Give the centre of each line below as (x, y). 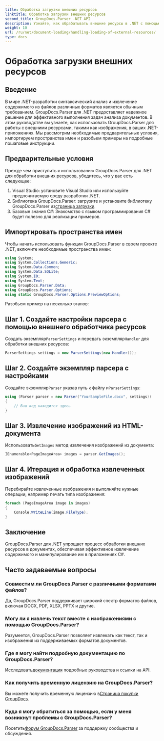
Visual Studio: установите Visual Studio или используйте (70, 190)
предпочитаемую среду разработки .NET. (56, 196)
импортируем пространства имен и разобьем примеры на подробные (79, 138)
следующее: (18, 181)
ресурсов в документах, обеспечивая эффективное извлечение (72, 549)
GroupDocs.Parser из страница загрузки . (54, 206)
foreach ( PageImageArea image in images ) (48, 503)
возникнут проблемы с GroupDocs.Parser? (59, 717)
